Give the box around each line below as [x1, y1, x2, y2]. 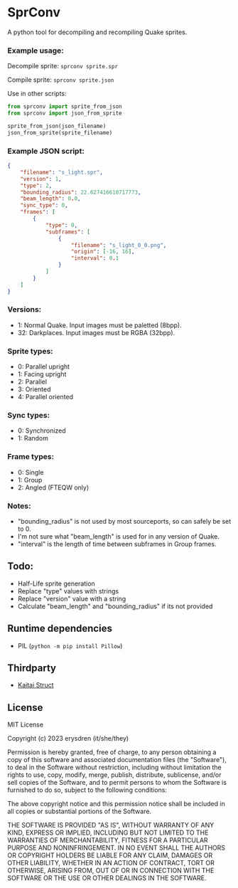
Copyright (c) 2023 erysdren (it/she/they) [7, 734, 129, 743]
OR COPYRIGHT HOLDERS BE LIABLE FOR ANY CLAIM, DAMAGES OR [7, 851, 213, 860]
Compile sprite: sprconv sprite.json [7, 75, 114, 84]
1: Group [17, 475, 43, 484]
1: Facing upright [17, 370, 67, 379]
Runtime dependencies [7, 623, 112, 635]
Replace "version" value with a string [17, 594, 126, 603]
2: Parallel [17, 378, 48, 386]
